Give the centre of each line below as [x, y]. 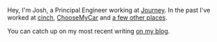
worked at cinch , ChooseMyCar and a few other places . [87, 17]
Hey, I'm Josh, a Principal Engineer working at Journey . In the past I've [109, 10]
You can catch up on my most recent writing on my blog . [89, 31]
